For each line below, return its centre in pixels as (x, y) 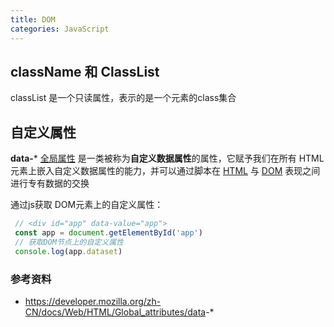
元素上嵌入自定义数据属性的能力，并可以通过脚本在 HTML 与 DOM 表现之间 (165, 171)
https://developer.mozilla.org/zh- (93, 301)
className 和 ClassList (85, 71)
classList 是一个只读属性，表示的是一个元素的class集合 (123, 98)
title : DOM (33, 19)
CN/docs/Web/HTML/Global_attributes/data (115, 312)
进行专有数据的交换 (50, 183)
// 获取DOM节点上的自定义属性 (69, 242)
